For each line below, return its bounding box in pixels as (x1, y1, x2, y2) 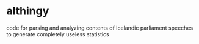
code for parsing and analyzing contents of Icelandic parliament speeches (6, 24, 194, 31)
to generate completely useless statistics (6, 30, 110, 37)
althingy (6, 4, 49, 18)
